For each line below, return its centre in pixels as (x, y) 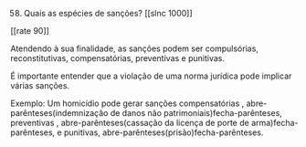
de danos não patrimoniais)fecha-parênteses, (196, 113)
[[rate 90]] (30, 31)
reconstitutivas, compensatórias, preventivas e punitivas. (117, 58)
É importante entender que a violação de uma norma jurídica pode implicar (151, 76)
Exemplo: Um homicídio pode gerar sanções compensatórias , (127, 103)
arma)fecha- (274, 123)
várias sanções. (40, 85)
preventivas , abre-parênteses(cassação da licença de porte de (130, 123)
